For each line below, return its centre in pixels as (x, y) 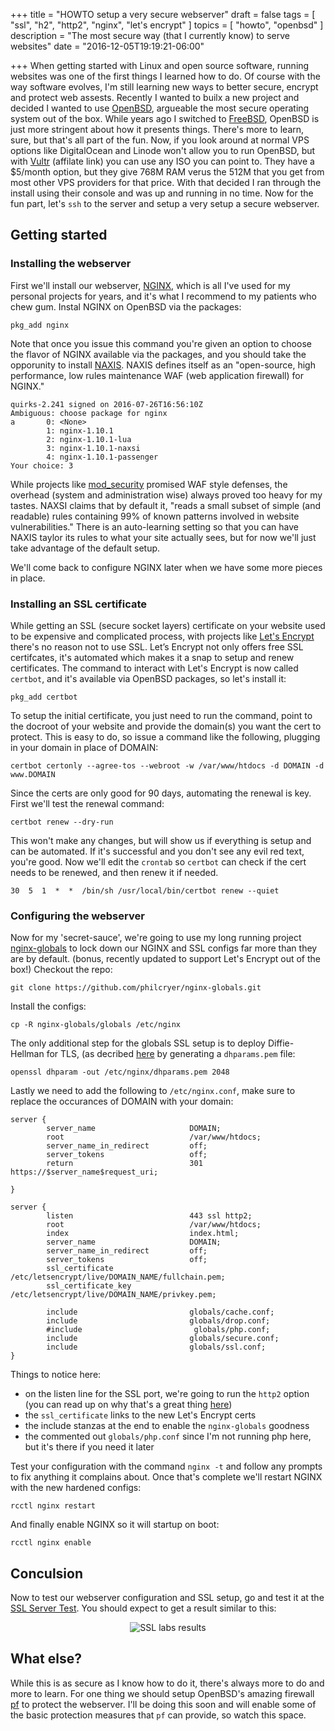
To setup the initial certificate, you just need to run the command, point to (161, 715)
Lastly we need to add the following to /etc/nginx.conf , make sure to (153, 1091)
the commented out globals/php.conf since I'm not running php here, (168, 1436)
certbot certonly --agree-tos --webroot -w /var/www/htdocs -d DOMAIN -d (167, 765)
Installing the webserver (71, 264)
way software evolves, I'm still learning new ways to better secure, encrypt (164, 87)
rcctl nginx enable (51, 1543)
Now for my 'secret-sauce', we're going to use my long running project (156, 938)
